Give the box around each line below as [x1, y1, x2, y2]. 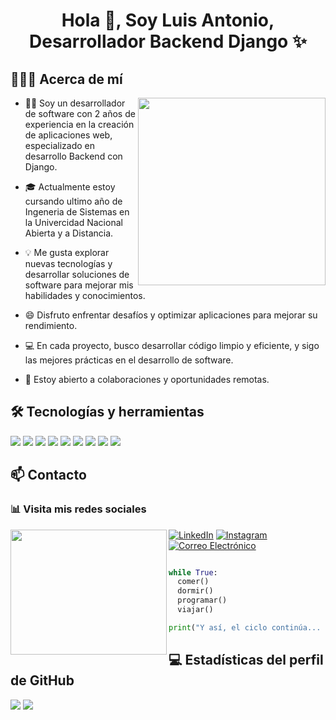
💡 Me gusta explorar [24, 247, 110, 258]
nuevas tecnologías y [24, 258, 113, 269]
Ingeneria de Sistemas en [24, 206, 130, 218]
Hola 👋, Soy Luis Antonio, [61, 9, 275, 32]
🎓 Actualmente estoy [24, 181, 116, 193]
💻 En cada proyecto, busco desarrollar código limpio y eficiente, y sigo [24, 340, 320, 351]
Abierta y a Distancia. [24, 227, 114, 239]
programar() [177, 595, 228, 606]
